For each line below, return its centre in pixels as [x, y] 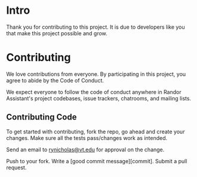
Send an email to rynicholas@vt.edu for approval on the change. [85, 149]
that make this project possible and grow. [57, 33]
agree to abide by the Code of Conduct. [55, 80]
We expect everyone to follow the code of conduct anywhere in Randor [94, 92]
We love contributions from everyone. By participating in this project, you [96, 74]
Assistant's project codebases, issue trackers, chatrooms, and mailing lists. [99, 98]
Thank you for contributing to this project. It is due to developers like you [96, 27]
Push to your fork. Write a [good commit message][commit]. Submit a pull [97, 161]
